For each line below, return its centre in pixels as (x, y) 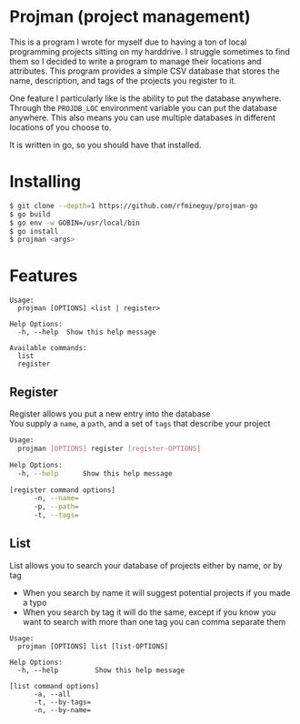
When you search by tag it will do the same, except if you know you (149, 612)
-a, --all (52, 694)
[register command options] (63, 490)
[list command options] (55, 686)
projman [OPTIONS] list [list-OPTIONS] (93, 646)
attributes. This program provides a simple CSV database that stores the (145, 71)
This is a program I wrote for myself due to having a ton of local (128, 42)
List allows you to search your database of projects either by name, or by (146, 565)
